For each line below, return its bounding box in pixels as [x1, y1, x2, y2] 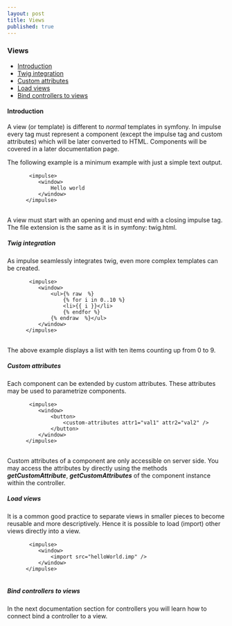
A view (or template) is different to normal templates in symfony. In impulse [7, 122, 222, 130]
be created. [7, 264, 40, 272]
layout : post [7, 10, 45, 17]
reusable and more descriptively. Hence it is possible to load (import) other [7, 519, 221, 527]
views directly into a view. [7, 527, 81, 535]
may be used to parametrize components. [7, 387, 127, 395]
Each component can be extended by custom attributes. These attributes [7, 379, 216, 387]
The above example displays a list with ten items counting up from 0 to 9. [7, 346, 216, 354]
